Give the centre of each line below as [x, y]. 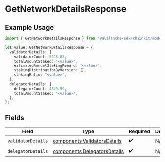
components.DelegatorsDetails [88, 151]
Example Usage [29, 27]
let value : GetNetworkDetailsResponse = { [49, 47]
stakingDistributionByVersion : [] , [50, 70]
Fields [15, 117]
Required [139, 131]
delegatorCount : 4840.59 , [41, 89]
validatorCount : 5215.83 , [41, 57]
